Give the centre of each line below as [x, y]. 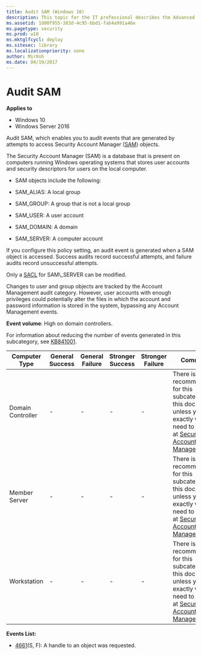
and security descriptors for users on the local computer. [77, 169]
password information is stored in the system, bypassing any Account [93, 306]
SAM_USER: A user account [49, 215]
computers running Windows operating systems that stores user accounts [98, 162]
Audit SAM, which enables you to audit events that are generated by [90, 138]
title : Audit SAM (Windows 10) [45, 12]
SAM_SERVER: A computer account [59, 239]
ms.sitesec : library [32, 46]
